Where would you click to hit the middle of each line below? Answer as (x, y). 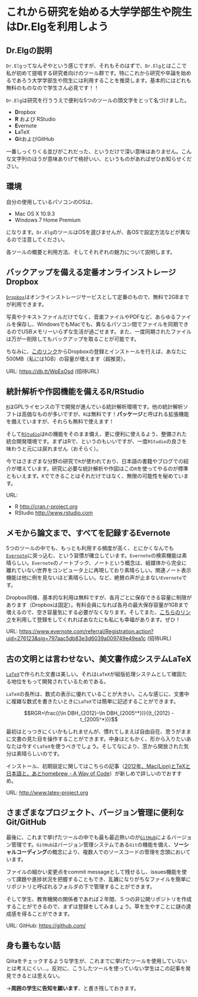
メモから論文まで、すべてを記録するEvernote (88, 533)
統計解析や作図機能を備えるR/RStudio (75, 392)
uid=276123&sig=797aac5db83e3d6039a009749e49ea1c (76, 638)
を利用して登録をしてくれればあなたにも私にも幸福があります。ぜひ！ (96, 620)
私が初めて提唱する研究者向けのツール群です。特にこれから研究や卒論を (94, 73)
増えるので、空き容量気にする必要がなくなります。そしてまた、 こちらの (93, 612)
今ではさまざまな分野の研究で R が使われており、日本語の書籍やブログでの (95, 461)
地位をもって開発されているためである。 (60, 682)
